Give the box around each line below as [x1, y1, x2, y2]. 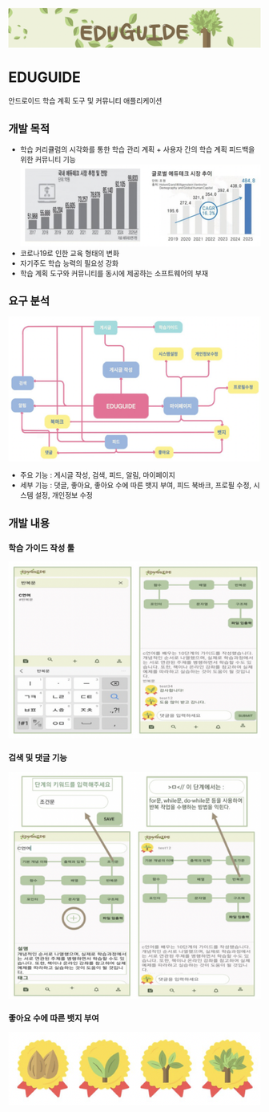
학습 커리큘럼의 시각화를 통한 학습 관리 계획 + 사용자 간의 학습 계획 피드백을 [19, 145, 255, 154]
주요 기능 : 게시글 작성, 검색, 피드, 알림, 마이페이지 [19, 470, 176, 480]
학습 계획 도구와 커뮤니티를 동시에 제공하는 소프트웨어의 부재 [19, 268, 209, 278]
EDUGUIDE [8, 68, 82, 87]
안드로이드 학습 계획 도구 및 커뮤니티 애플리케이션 [8, 96, 163, 106]
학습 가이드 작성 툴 [8, 542, 75, 553]
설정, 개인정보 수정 [34, 491, 94, 500]
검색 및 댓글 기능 [8, 752, 67, 764]
